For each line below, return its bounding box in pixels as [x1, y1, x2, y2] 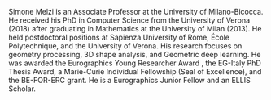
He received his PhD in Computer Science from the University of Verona [8, 15, 251, 25]
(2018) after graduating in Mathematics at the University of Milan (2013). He [8, 24, 262, 33]
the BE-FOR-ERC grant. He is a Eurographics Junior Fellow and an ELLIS [8, 76, 251, 85]
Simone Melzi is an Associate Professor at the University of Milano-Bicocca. [8, 7, 264, 16]
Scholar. [8, 84, 37, 94]
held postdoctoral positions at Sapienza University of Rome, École [8, 32, 230, 42]
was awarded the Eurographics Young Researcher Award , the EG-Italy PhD [8, 58, 262, 68]
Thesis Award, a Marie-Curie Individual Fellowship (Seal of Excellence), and [8, 67, 262, 76]
